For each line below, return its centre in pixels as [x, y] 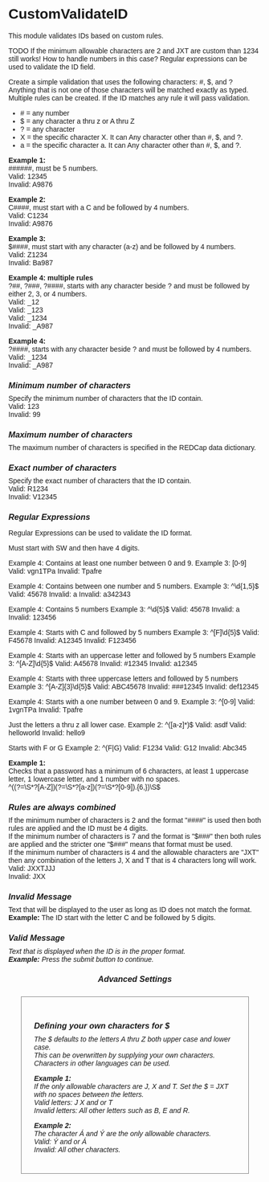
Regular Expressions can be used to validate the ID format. [100, 533]
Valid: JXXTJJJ [32, 869]
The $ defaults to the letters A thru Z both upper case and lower [132, 1039]
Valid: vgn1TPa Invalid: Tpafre [55, 571]
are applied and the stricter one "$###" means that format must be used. [120, 845]
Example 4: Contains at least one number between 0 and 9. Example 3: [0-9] [127, 563]
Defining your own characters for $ [102, 1026]
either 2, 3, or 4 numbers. [48, 294]
